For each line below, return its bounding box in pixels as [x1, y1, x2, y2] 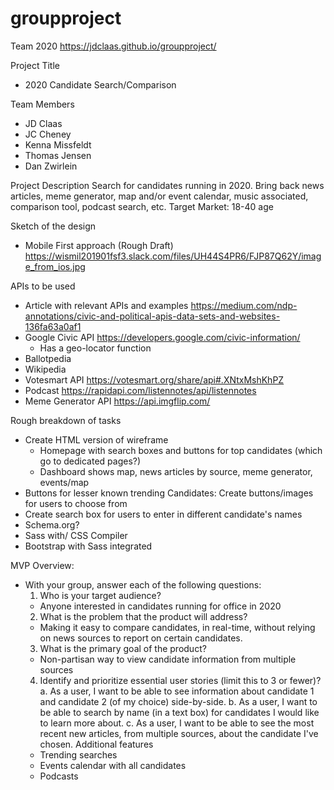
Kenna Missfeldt [24, 138, 92, 151]
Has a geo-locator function [39, 342, 152, 354]
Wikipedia [24, 363, 67, 375]
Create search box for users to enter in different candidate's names [24, 508, 303, 520]
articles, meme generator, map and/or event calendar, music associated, [10, 190, 309, 202]
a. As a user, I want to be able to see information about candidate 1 [39, 685, 315, 697]
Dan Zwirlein [24, 160, 78, 172]
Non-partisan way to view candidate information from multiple [39, 653, 297, 665]
